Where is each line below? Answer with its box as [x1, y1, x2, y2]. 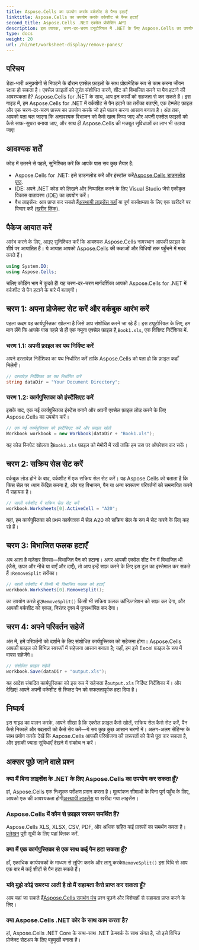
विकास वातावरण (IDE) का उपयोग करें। [14, 191, 90, 199]
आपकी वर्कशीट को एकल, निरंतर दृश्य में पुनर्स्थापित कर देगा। [6, 604, 119, 612]
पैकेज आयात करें [6, 222, 52, 232]
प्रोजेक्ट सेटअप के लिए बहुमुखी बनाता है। [6, 936, 81, 943]
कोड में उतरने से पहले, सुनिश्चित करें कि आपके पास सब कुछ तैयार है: [6, 160, 134, 167]
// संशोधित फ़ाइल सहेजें [6, 663, 50, 669]
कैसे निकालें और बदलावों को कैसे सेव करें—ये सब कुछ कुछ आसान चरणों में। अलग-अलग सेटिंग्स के [6, 726, 190, 733]
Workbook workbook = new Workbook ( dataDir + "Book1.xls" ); [6, 431, 155, 437]
